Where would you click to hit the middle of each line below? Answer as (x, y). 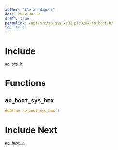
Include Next (31, 130)
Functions (25, 83)
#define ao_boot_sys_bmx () (32, 111)
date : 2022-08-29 (22, 14)
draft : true (17, 18)
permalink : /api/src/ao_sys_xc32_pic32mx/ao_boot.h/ (59, 23)
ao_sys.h (14, 64)
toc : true (15, 27)
